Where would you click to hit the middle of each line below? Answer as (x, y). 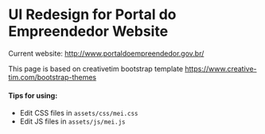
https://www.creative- (221, 68)
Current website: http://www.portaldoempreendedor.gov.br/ (106, 53)
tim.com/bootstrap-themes (53, 77)
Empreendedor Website (88, 31)
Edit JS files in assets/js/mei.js (72, 121)
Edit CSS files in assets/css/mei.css (79, 113)
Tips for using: (33, 95)
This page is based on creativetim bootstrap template (96, 68)
